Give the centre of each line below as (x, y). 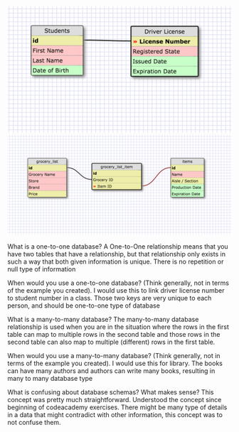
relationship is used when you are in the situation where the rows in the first (118, 327)
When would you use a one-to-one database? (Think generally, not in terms (118, 283)
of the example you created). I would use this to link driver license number (116, 290)
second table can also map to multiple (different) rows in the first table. (111, 342)
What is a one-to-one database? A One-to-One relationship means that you (118, 246)
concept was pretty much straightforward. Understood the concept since (115, 399)
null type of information (42, 269)
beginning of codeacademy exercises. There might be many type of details (117, 407)
